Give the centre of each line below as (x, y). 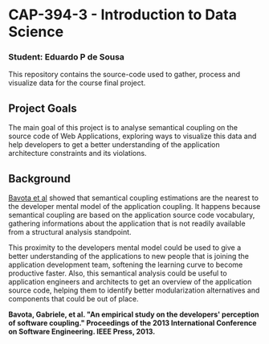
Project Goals (43, 108)
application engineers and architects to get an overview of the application (130, 282)
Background (39, 178)
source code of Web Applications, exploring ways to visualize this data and (132, 136)
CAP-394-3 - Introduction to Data (122, 15)
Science (36, 32)
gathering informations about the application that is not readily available (127, 223)
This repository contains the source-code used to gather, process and (124, 75)
